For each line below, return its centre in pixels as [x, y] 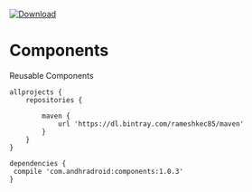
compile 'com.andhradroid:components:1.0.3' [98, 171]
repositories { [54, 100]
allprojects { [36, 92]
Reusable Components [51, 75]
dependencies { [38, 163]
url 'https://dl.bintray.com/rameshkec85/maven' [151, 124]
